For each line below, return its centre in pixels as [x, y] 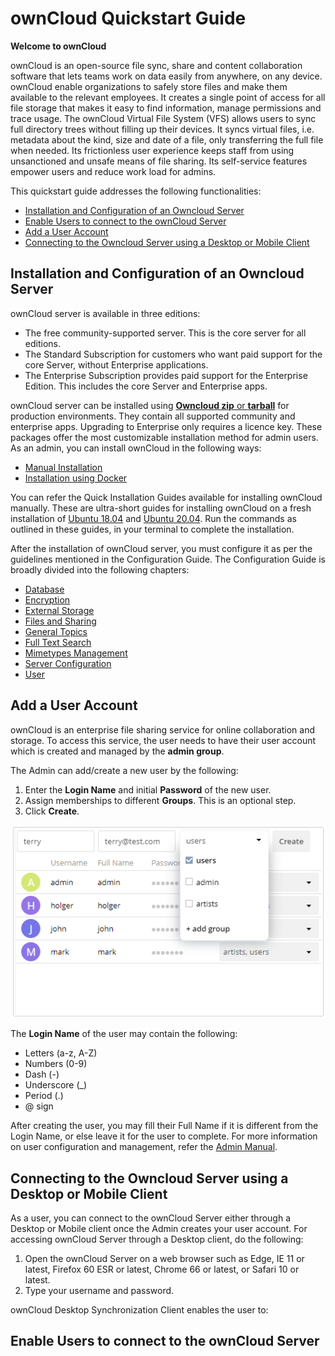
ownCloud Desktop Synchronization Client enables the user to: [139, 1310]
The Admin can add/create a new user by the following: [124, 770]
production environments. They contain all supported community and [153, 416]
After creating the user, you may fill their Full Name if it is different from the [164, 1126]
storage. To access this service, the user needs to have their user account [163, 740]
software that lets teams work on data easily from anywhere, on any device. [166, 76]
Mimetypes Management [76, 653]
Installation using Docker [76, 478]
